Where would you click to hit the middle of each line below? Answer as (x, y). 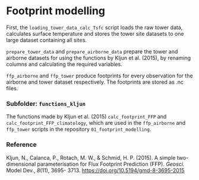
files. (12, 88)
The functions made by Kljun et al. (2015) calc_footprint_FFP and (86, 116)
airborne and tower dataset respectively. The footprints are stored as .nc (95, 82)
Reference (21, 145)
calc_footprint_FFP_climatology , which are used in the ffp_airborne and (96, 123)
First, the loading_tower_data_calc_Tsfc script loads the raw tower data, (94, 27)
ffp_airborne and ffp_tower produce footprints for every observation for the (99, 75)
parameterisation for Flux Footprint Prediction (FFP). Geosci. (111, 164)
